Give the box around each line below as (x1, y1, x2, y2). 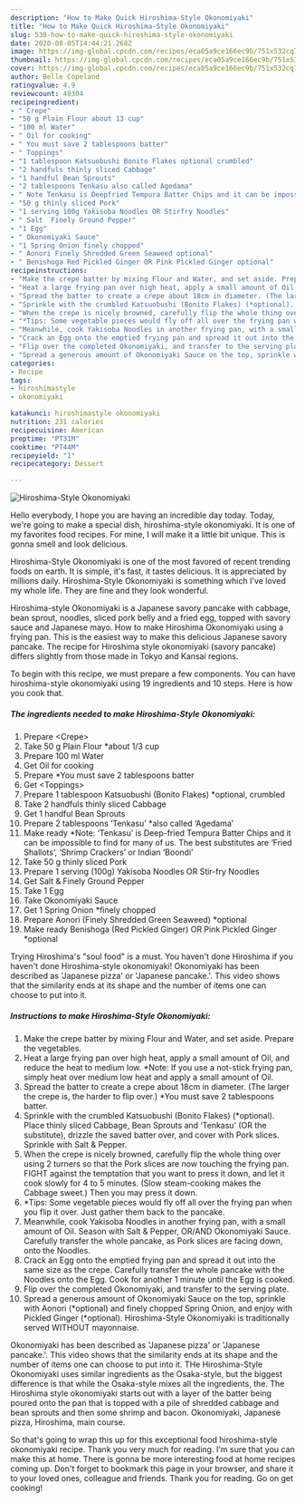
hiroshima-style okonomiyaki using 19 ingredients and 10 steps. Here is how (10, 678, 293, 689)
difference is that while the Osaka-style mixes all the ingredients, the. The (10, 1379, 285, 1390)
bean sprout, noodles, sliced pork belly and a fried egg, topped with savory (10, 613, 291, 624)
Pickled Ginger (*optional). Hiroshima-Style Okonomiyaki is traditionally (23, 1313, 291, 1323)
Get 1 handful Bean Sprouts (23, 809, 126, 819)
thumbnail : (10, 55, 52, 64)
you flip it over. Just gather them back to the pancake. (23, 1206, 225, 1217)
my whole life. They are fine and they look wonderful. (10, 586, 209, 596)
